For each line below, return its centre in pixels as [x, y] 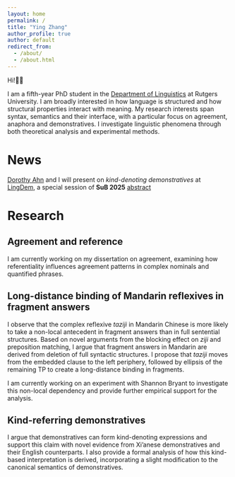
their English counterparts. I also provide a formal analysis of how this [109, 452]
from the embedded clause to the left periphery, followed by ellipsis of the [115, 362]
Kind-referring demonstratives [77, 420]
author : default [31, 40]
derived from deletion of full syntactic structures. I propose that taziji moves [117, 354]
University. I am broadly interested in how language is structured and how [115, 101]
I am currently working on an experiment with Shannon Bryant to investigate [118, 383]
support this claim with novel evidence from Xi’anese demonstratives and [114, 445]
